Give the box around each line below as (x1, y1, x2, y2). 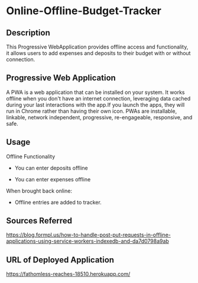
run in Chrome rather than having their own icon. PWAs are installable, (6, 108, 177, 115)
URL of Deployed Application (6, 255, 114, 265)
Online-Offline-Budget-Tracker (6, 4, 161, 18)
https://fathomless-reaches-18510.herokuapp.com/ (6, 271, 131, 278)
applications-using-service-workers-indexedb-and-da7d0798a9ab (6, 238, 170, 245)
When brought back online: (6, 187, 73, 194)
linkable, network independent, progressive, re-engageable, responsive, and (6, 113, 193, 121)
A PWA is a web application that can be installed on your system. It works (6, 89, 185, 96)
